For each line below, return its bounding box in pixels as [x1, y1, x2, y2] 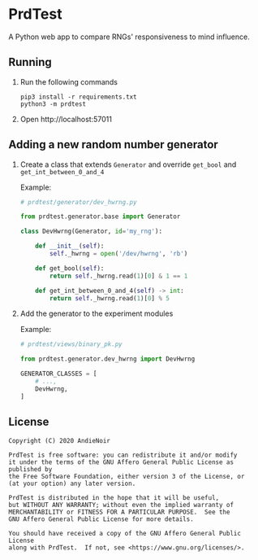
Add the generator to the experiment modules [19, 308, 174, 318]
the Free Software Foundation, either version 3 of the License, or [8, 472, 245, 480]
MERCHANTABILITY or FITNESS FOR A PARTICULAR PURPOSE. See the [8, 508, 230, 516]
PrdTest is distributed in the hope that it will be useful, [8, 493, 220, 501]
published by [8, 465, 53, 473]
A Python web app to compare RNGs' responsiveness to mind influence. [8, 32, 250, 42]
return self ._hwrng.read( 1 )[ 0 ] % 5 [49, 294, 170, 302]
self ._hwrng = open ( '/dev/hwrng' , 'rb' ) [49, 250, 188, 258]
